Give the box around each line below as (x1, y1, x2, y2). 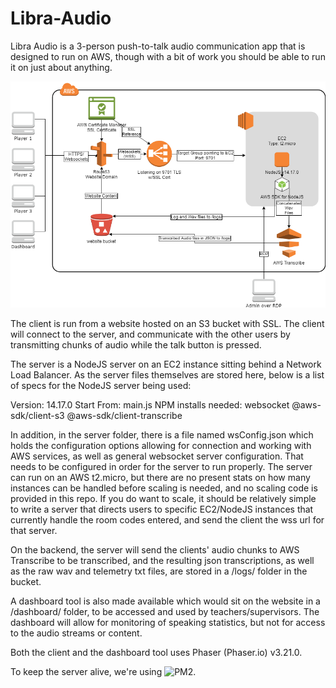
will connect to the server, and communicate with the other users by (10, 328, 291, 340)
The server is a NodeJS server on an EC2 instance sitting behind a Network (10, 358, 322, 370)
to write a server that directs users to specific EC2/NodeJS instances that (10, 503, 314, 515)
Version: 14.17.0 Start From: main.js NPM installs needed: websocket (10, 398, 290, 411)
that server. (10, 524, 58, 536)
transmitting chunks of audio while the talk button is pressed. (10, 338, 262, 351)
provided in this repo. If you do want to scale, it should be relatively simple (10, 492, 317, 504)
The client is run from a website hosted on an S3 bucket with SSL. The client (10, 317, 325, 329)
